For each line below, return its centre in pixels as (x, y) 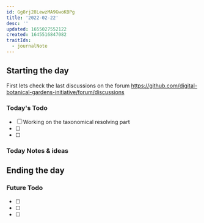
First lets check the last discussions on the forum (68, 86)
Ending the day (36, 171)
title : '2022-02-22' (33, 18)
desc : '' (17, 23)
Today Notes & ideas (38, 150)
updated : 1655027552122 (37, 29)
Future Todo (25, 188)
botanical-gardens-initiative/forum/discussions (65, 92)
